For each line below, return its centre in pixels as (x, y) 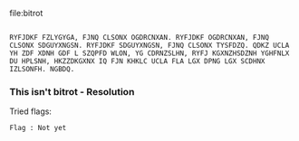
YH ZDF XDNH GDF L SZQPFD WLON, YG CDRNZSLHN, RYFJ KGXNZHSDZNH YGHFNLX (149, 53)
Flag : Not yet (38, 128)
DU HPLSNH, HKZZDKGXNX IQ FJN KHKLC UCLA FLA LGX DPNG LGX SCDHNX (137, 61)
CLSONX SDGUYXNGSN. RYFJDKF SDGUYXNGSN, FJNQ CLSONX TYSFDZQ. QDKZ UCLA (149, 45)
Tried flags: (31, 111)
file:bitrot (26, 13)
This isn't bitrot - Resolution (72, 91)
